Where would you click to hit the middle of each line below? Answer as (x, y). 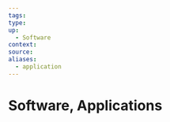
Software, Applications (85, 105)
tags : (17, 15)
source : (21, 52)
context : (23, 45)
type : (17, 23)
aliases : (23, 60)
